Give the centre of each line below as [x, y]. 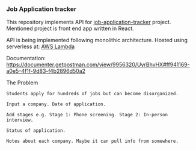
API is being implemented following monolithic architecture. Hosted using [97, 40]
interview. [20, 120]
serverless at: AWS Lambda [41, 46]
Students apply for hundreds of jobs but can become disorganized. [93, 94]
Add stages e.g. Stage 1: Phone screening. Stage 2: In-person [87, 115]
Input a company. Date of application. [56, 104]
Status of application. [36, 131]
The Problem [22, 83]
